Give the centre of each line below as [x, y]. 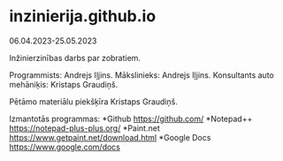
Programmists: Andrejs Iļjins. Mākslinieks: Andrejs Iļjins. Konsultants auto [141, 75]
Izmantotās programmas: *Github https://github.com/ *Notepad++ [131, 119]
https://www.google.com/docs [65, 147]
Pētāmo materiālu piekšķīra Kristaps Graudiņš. [94, 101]
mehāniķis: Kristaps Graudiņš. [64, 84]
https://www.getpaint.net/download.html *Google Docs [110, 137]
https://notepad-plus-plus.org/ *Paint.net [85, 128]
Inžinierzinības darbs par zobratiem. [75, 57]
